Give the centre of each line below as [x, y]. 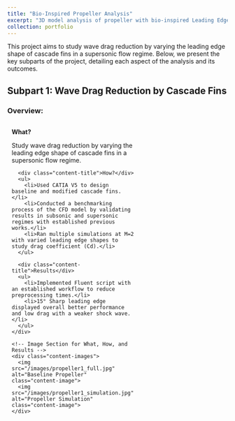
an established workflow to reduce [63, 289]
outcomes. [23, 69]
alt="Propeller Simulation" [52, 399]
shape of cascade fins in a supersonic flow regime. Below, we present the [114, 54]
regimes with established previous [63, 222]
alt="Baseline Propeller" [49, 374]
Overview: [25, 110]
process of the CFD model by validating [71, 209]
